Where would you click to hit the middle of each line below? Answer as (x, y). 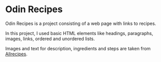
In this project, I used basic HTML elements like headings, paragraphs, (79, 33)
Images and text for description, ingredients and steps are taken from (78, 48)
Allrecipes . (17, 54)
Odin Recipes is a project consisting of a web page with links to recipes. (81, 23)
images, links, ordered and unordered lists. (50, 39)
